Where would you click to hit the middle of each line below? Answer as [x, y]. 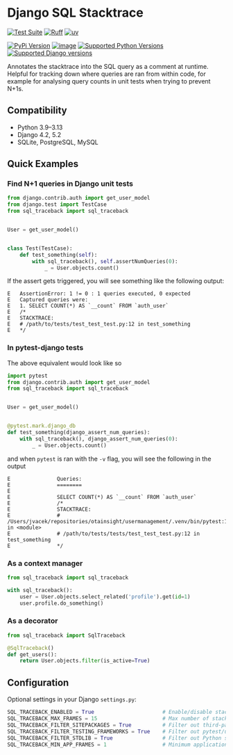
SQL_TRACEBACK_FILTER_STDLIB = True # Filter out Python [114, 738]
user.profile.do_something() [62, 603]
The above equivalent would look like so [64, 363]
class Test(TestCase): [40, 248]
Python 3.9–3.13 [40, 127]
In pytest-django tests [45, 348]
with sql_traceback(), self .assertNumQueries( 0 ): [105, 261]
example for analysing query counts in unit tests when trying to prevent [109, 81]
